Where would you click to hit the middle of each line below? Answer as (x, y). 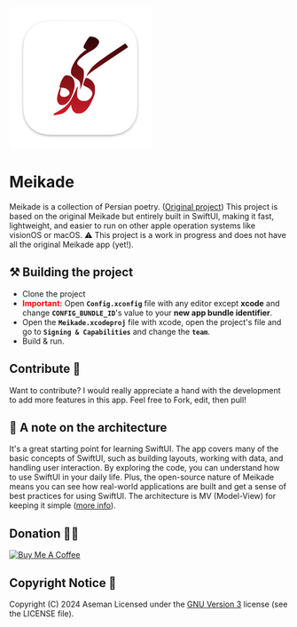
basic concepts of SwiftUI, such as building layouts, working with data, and (146, 458)
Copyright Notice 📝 (63, 583)
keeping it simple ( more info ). (63, 505)
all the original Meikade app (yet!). (72, 244)
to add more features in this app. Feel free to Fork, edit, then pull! (128, 400)
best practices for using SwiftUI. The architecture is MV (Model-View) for (143, 496)
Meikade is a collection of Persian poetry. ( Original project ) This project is (144, 206)
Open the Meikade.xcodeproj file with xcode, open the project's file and (152, 321)
